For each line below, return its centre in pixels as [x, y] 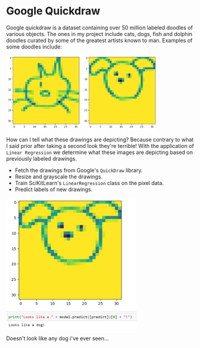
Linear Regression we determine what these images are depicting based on [99, 152]
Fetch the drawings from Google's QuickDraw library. [79, 170]
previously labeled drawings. [41, 158]
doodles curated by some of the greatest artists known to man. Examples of [99, 40]
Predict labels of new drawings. [54, 189]
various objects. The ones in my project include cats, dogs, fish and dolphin [99, 34]
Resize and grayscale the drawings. [59, 176]
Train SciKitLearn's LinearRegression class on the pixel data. [89, 183]
